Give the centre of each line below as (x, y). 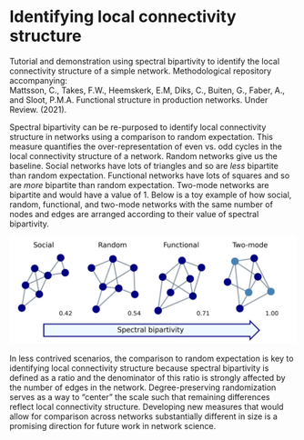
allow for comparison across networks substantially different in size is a (143, 416)
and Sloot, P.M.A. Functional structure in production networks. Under (139, 100)
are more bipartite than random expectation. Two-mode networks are (140, 185)
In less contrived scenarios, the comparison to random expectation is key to (152, 358)
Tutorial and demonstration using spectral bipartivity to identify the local (145, 61)
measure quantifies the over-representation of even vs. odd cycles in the (146, 146)
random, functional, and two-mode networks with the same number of (141, 204)
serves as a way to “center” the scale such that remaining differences (140, 396)
